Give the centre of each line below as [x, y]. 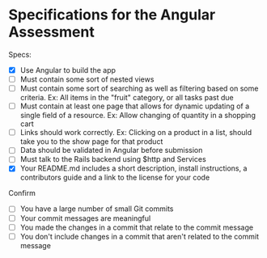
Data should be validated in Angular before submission [111, 150]
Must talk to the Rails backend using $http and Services [113, 159]
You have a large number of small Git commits [97, 209]
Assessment [51, 32]
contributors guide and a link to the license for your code [115, 178]
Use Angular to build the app [68, 70]
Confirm [22, 193]
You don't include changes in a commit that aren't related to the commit [139, 236]
